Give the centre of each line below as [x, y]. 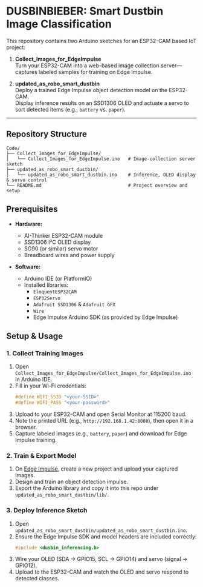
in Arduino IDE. [34, 380]
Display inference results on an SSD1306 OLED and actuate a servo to [102, 103]
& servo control [27, 180]
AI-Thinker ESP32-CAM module [63, 235]
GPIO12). [26, 566]
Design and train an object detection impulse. [72, 482]
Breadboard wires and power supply [69, 255]
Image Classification [59, 24]
